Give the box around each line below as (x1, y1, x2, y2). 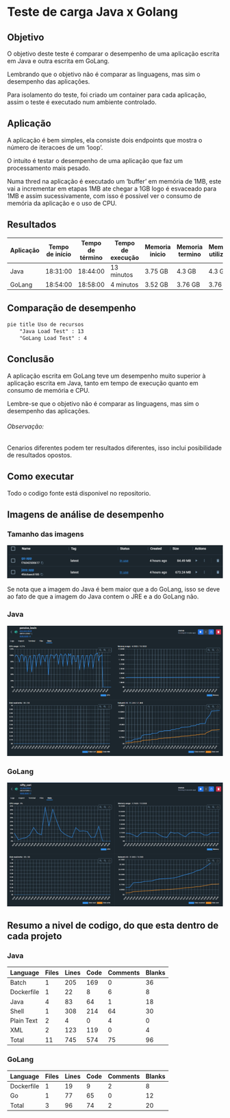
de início (46, 250, 72, 258)
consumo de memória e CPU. (7, 386, 90, 394)
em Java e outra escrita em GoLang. (7, 57, 110, 65)
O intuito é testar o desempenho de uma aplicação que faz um (7, 156, 183, 165)
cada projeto (7, 930, 62, 943)
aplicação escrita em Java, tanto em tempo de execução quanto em (7, 378, 199, 387)
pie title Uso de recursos (7, 321, 84, 328)
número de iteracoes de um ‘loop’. (7, 143, 103, 151)
